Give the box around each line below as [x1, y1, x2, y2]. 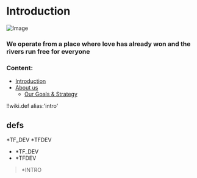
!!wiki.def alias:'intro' [6, 102, 59, 110]
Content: [6, 63, 34, 72]
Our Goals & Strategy [24, 90, 78, 98]
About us [15, 84, 38, 91]
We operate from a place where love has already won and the [6, 40, 191, 48]
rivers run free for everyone [6, 47, 90, 55]
